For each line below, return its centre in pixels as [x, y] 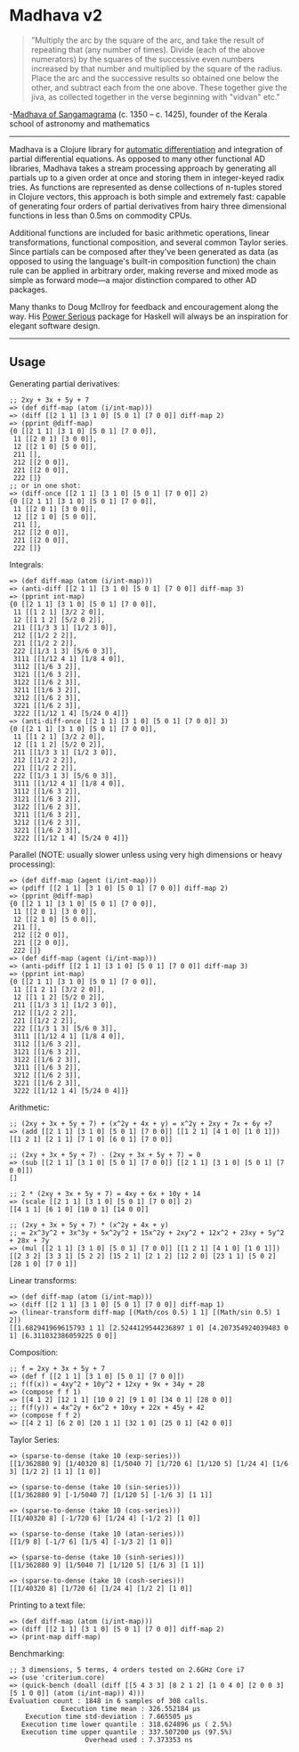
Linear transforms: [43, 1280]
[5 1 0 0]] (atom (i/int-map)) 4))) [77, 1693]
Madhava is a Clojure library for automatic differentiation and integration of [146, 149]
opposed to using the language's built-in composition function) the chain [143, 261]
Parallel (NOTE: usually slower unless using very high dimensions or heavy [146, 854]
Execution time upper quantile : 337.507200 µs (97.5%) [127, 1732]
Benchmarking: [37, 1653]
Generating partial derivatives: [65, 383]
